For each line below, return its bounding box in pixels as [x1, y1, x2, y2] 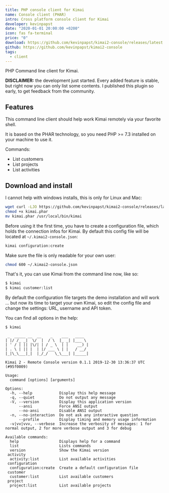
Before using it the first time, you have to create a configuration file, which [5, 223, 159, 229]
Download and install [5, 181, 73, 190]
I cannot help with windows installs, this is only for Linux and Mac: [5, 194, 142, 201]
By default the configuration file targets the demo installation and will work [5, 294, 159, 301]
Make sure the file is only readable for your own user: [5, 252, 116, 258]
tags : [5, 49, 17, 54]
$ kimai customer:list [5, 285, 53, 290]
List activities [12, 167, 40, 173]
